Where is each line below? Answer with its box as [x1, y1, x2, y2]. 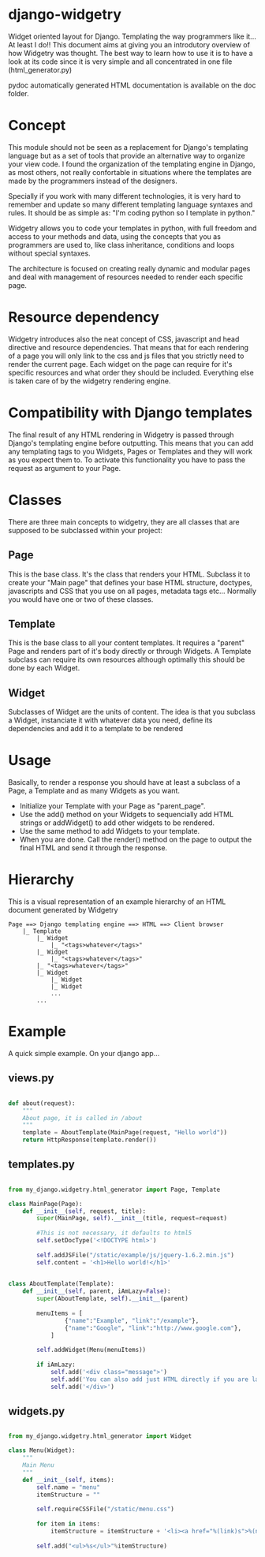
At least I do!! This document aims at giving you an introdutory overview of [8, 39, 251, 49]
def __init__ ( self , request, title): [22, 1207, 147, 1215]
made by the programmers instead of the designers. [8, 176, 177, 185]
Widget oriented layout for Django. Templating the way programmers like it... [8, 32, 256, 41]
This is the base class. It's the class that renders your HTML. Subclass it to [8, 569, 251, 579]
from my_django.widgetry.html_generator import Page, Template [8, 1185, 221, 1193]
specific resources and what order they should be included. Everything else [8, 368, 254, 377]
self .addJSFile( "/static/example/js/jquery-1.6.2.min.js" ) [36, 1251, 235, 1259]
